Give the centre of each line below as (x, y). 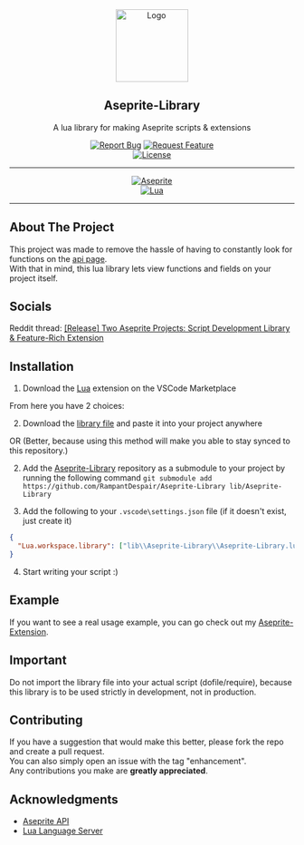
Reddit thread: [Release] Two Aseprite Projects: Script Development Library (150, 328)
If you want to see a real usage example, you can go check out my (133, 622)
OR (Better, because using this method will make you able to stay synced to (150, 441)
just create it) (47, 521)
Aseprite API (46, 821)
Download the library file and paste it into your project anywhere (142, 423)
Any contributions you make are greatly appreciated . (109, 771)
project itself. (34, 278)
